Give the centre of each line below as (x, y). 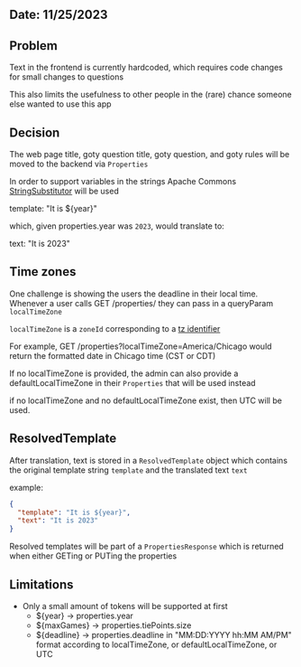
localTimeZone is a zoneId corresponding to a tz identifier (115, 328)
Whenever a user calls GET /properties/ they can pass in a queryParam (141, 303)
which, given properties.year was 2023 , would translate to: (117, 226)
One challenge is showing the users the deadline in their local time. (134, 294)
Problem (34, 46)
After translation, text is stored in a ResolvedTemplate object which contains (149, 460)
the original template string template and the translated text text (128, 470)
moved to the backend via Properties (79, 164)
